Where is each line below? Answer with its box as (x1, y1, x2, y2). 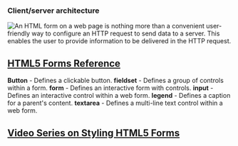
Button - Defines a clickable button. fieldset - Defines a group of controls (7, 77, 224, 85)
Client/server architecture (7, 6, 100, 16)
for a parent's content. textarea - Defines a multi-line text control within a (7, 99, 223, 108)
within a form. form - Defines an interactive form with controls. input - (7, 84, 214, 92)
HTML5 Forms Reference (7, 57, 121, 69)
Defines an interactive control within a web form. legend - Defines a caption (7, 91, 231, 100)
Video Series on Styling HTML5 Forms (7, 127, 180, 139)
